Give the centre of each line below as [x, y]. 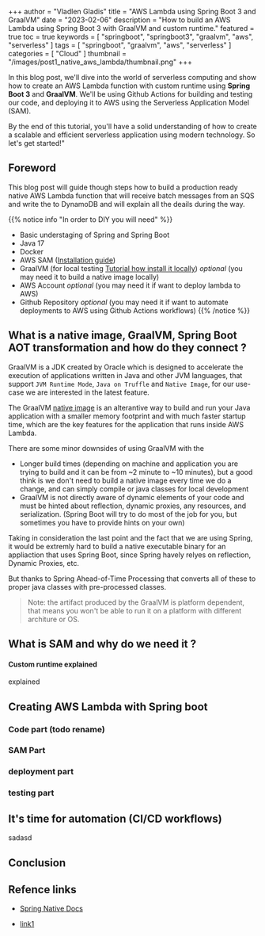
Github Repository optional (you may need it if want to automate [124, 302]
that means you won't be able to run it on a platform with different [134, 610]
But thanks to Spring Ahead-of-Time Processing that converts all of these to [132, 579]
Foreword [32, 168]
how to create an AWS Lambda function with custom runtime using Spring [129, 86]
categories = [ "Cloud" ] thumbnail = [68, 53]
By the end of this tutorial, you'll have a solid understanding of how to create [132, 126]
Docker [32, 251]
